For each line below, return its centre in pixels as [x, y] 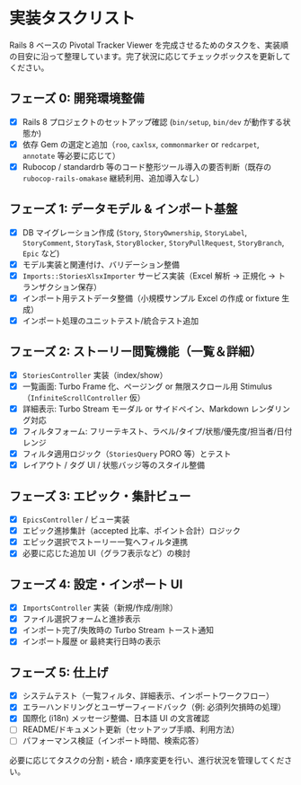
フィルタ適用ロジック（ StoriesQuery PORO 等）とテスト [127, 454]
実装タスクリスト [73, 18]
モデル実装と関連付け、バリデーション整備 [101, 264]
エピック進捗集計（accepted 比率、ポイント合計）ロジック [131, 531]
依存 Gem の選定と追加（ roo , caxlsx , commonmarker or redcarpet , [141, 144]
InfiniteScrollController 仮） [88, 397]
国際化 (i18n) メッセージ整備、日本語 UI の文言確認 [115, 719]
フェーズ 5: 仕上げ [59, 672]
